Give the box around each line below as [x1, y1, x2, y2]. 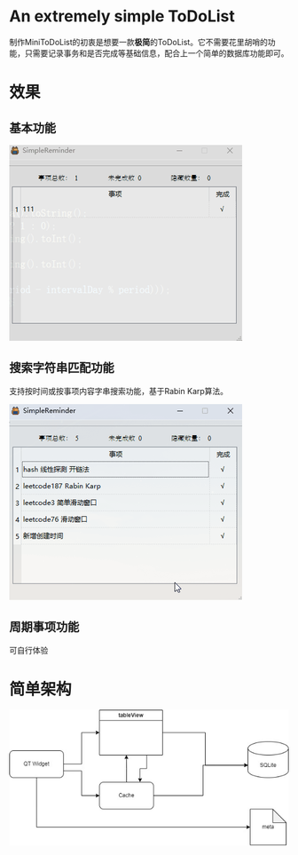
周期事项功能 [9, 620, 80, 635]
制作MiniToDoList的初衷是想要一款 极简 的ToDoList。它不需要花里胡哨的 [9, 36, 268, 47]
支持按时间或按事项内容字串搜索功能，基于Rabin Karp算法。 [9, 385, 229, 396]
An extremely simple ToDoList [9, 6, 235, 27]
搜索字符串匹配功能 [9, 360, 114, 376]
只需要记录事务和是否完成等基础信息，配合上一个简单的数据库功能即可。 [24, 47, 289, 59]
